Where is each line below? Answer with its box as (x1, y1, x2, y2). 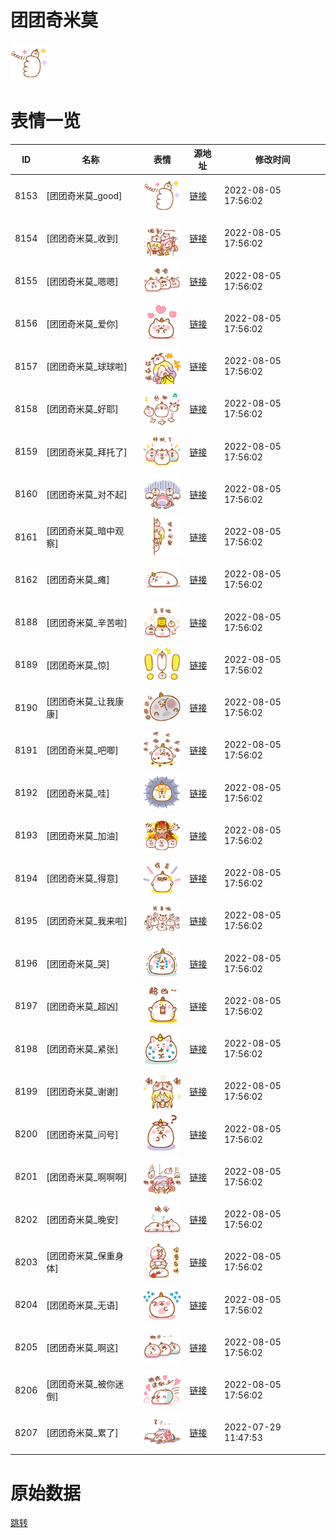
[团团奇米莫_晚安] (46, 1214, 119, 1226)
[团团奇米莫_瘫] (46, 574, 110, 586)
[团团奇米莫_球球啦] (46, 361, 128, 373)
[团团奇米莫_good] (46, 190, 123, 202)
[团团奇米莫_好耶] (46, 403, 119, 415)
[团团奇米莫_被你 (46, 1378, 116, 1390)
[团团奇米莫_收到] (46, 232, 119, 245)
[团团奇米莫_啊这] (46, 1341, 119, 1353)
